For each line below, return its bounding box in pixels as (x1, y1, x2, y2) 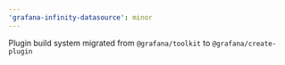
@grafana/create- (212, 39, 277, 48)
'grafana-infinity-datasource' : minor (8, 12, 153, 22)
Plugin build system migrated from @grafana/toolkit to (8, 37, 211, 48)
